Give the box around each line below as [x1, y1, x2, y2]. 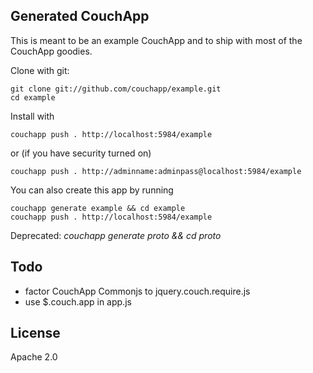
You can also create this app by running [10, 184, 174, 196]
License [10, 325, 61, 342]
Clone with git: [10, 64, 70, 76]
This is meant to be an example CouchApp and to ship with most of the [10, 34, 303, 46]
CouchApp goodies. [10, 45, 93, 57]
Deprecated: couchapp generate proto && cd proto [10, 229, 222, 241]
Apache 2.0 [10, 351, 58, 363]
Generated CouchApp [10, 8, 150, 25]
